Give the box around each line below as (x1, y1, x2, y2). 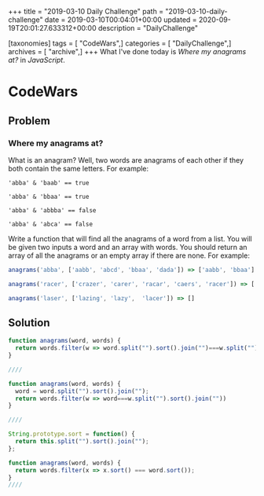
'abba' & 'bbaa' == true (8, 193, 90, 200)
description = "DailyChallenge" (97, 24, 199, 32)
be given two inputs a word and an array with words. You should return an (8, 242, 247, 252)
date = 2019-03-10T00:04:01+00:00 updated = (44, 15, 198, 24)
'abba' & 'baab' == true (8, 178, 90, 187)
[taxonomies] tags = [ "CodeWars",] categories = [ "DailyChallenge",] (8, 39, 232, 48)
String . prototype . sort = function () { (8, 430, 135, 439)
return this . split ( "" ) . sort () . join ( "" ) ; (15, 438, 149, 446)
